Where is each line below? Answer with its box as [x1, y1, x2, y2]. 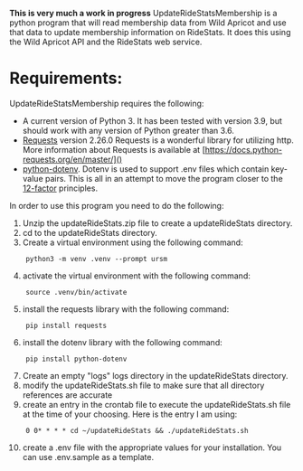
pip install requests [25, 321, 107, 330]
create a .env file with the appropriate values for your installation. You [22, 442, 282, 453]
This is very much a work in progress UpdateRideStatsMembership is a [9, 8, 278, 18]
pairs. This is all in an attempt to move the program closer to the [44, 173, 283, 184]
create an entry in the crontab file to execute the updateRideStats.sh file [22, 399, 291, 410]
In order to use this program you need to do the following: [9, 200, 224, 211]
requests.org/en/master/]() [22, 154, 123, 165]
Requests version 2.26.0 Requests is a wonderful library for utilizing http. [22, 135, 294, 146]
